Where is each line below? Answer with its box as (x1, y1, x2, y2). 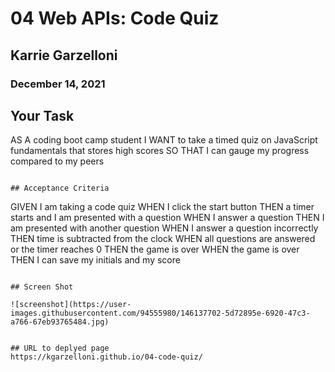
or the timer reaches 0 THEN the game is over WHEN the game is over (10, 243, 300, 256)
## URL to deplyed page (10, 343, 110, 354)
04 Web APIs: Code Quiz (10, 7, 220, 30)
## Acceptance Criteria (10, 183, 110, 194)
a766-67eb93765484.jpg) (10, 317, 110, 327)
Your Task (10, 107, 75, 124)
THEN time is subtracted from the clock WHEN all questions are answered (10, 233, 316, 245)
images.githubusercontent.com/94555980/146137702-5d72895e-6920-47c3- (10, 308, 311, 319)
